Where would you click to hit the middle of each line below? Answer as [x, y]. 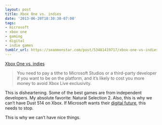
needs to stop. [19, 108]
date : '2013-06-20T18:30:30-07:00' [41, 18]
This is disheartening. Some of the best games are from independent [73, 93]
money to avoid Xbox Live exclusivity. [54, 83]
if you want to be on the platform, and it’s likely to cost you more [81, 78]
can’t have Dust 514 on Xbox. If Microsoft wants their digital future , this [75, 103]
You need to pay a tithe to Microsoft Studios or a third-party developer [87, 73]
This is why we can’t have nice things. [43, 117]
